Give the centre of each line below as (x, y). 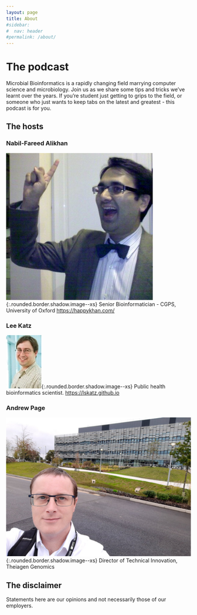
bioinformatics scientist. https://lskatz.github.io (63, 393)
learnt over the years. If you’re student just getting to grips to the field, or (94, 96)
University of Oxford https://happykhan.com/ (60, 310)
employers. (20, 606)
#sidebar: (18, 25)
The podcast (38, 67)
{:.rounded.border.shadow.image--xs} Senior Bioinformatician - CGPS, (91, 304)
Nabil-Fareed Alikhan (37, 143)
